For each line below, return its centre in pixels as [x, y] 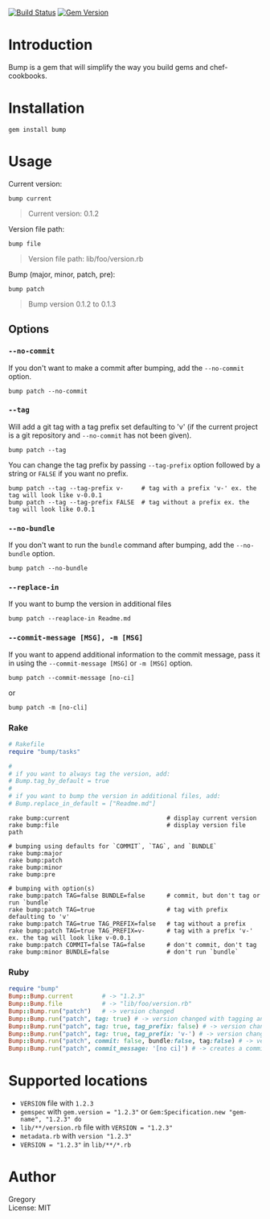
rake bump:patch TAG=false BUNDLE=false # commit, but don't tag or [135, 896]
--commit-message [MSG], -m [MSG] [76, 638]
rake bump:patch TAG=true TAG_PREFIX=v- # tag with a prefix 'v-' [131, 931]
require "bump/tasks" [45, 752]
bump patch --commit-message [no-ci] [72, 677]
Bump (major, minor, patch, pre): [62, 274]
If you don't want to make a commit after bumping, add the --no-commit [127, 368]
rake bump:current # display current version [133, 818]
